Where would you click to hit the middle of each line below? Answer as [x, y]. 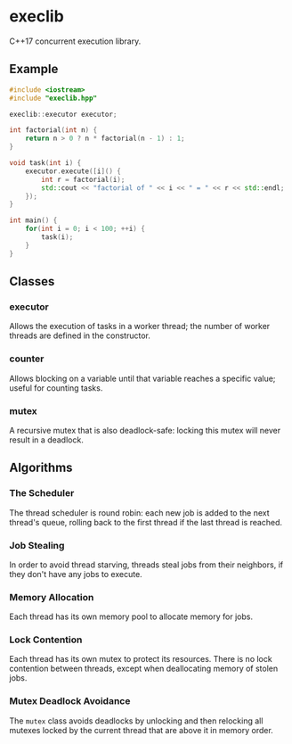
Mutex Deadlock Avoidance [70, 701]
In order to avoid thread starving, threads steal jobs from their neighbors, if [146, 565]
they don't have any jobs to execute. [76, 574]
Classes [32, 281]
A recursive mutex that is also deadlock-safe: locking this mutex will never [145, 430]
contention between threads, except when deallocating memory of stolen [144, 669]
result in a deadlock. [47, 440]
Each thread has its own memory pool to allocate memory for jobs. [131, 616]
